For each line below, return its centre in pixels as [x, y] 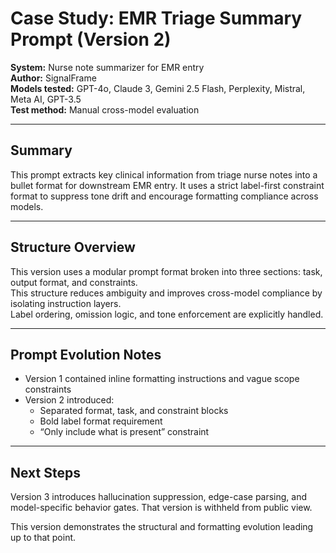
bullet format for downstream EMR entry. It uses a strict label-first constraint [167, 185]
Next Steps [45, 472]
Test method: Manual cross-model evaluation [105, 109]
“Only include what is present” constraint [124, 432]
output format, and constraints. [74, 282]
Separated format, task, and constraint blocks [134, 411]
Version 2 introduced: [69, 400]
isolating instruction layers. [66, 303]
